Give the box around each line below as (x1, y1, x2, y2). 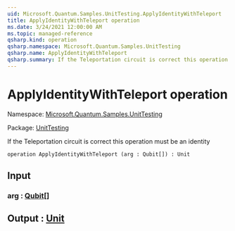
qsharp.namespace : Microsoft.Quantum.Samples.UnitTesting (7, 43, 181, 50)
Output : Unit (7, 213, 65, 225)
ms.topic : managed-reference (7, 30, 93, 37)
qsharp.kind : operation (7, 37, 77, 44)
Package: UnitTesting (7, 123, 69, 132)
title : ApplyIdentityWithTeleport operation (7, 17, 140, 24)
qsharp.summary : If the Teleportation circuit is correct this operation (7, 56, 229, 63)
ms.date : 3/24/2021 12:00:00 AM (7, 23, 102, 30)
